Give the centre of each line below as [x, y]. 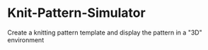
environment [26, 39]
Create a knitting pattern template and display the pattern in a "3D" [105, 32]
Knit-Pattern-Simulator [77, 13]
